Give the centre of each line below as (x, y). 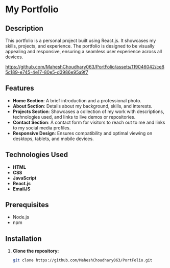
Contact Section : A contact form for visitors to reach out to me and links (89, 122)
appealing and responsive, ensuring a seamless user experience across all (84, 51)
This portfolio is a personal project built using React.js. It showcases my (81, 40)
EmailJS (21, 189)
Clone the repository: (36, 251)
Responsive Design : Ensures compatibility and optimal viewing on (82, 133)
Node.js (21, 217)
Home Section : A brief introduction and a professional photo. (77, 100)
